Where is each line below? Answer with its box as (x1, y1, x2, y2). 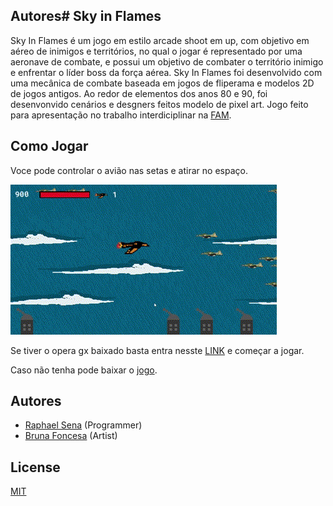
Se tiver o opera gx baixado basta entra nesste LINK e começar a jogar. (10, 344, 305, 356)
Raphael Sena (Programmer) (24, 419, 143, 431)
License (10, 459, 61, 476)
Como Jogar (10, 138, 89, 155)
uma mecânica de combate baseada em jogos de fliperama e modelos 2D (10, 77, 315, 89)
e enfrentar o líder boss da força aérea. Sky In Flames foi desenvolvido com (10, 66, 323, 78)
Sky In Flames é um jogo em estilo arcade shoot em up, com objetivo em (10, 34, 310, 46)
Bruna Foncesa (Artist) (24, 430, 118, 442)
